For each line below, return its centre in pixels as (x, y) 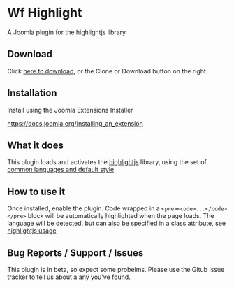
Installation (32, 93)
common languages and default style (61, 170)
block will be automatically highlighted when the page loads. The (121, 216)
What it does (36, 145)
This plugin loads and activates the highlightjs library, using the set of (107, 162)
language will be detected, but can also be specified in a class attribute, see (116, 223)
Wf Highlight (45, 13)
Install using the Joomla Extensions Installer (70, 110)
